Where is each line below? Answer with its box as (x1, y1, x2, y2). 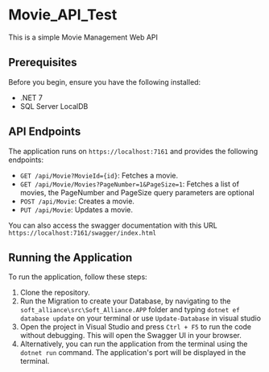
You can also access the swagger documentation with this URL (8, 220, 217, 230)
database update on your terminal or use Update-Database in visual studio (19, 313, 262, 324)
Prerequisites (8, 56, 77, 69)
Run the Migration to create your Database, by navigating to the (19, 296, 231, 306)
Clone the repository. (19, 288, 90, 298)
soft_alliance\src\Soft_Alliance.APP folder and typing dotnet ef (19, 305, 240, 315)
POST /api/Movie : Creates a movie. (19, 196, 135, 206)
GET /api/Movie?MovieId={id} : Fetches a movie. (19, 170, 179, 180)
